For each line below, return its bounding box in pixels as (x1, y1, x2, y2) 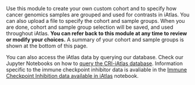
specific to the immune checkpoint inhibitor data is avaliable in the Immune (6, 66, 187, 73)
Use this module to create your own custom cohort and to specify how (6, 5, 177, 12)
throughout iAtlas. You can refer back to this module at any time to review (6, 30, 187, 37)
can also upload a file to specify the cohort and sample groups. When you (6, 18, 185, 24)
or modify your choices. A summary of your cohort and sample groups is (6, 36, 184, 43)
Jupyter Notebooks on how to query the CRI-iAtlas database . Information (6, 60, 183, 67)
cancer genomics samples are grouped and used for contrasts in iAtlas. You (6, 11, 190, 18)
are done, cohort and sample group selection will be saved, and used (6, 23, 173, 30)
